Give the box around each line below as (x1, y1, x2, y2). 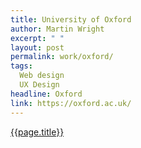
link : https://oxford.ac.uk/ (10, 98, 132, 108)
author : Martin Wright (10, 24, 105, 34)
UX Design (19, 80, 60, 90)
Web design (19, 71, 65, 81)
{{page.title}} (10, 126, 65, 138)
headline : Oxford (10, 89, 83, 99)
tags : (10, 61, 33, 71)
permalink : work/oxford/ (10, 52, 114, 62)
